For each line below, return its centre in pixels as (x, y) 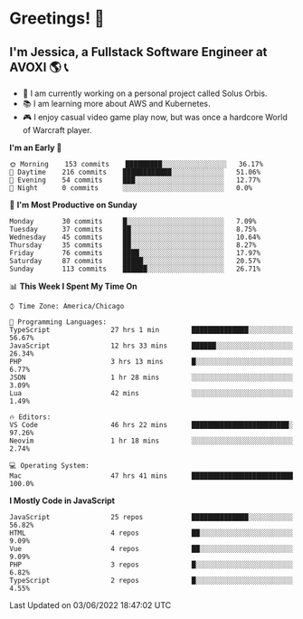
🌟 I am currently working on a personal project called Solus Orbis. (145, 93)
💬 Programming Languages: (58, 322)
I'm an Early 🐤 (36, 148)
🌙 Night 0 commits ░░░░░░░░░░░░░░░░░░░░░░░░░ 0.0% (131, 188)
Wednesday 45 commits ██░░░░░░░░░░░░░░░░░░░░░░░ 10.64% (135, 237)
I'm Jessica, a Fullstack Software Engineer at (138, 52)
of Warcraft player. (57, 130)
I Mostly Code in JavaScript (62, 500)
